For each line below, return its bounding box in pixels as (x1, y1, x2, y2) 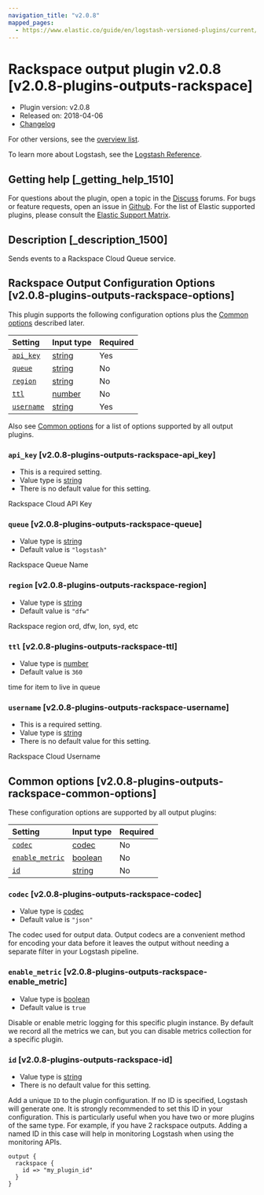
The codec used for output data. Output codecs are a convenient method (8, 930, 245, 939)
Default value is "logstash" (19, 545, 108, 554)
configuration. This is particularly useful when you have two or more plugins (8, 1112, 255, 1121)
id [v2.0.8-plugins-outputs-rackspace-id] (8, 1054, 173, 1065)
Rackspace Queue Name (8, 560, 89, 570)
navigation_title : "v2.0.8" (8, 11, 101, 20)
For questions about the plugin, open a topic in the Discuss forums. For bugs (8, 193, 256, 203)
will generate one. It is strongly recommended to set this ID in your (8, 1104, 224, 1113)
